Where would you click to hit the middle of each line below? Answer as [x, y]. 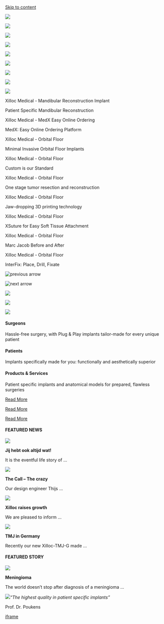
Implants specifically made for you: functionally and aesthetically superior [81, 362]
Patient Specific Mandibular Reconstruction [50, 110]
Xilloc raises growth [26, 507]
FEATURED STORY [25, 557]
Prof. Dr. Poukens [23, 607]
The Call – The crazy [27, 479]
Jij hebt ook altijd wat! [28, 450]
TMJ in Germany [23, 536]
